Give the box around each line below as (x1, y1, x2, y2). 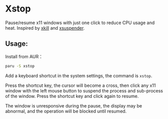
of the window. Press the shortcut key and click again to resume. (5, 93, 139, 99)
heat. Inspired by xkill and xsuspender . (5, 25, 85, 31)
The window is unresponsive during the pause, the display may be (5, 102, 142, 108)
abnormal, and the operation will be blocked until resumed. (5, 108, 127, 114)
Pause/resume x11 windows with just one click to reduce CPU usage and (5, 20, 155, 26)
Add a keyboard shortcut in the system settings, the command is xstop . (5, 72, 152, 78)
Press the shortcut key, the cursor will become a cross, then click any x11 (5, 82, 156, 88)
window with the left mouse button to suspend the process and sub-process (5, 87, 163, 93)
